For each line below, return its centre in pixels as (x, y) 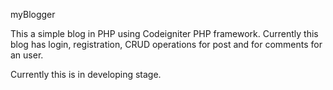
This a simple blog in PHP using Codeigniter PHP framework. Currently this (164, 33)
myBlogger (33, 14)
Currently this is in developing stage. (86, 74)
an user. (27, 55)
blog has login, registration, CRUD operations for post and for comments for (166, 44)
